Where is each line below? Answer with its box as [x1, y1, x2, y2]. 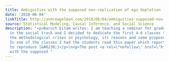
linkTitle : [5, 16, 28, 21]
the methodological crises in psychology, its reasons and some [10, 35, 147, 40]
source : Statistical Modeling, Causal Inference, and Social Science [5, 21, 154, 26]
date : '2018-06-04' [5, 12, 46, 17]
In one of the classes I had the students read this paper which [10, 40, 150, 45]
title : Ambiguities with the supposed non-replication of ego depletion [5, 7, 161, 12]
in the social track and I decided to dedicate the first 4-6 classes [10, 30, 161, 35]
